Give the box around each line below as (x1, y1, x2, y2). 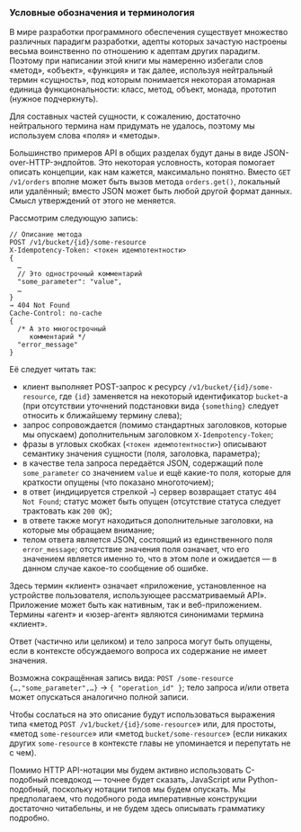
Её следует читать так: (9, 364, 97, 375)
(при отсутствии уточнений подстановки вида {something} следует (22, 400, 279, 411)
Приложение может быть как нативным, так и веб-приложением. (9, 600, 262, 611)
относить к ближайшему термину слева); (22, 410, 182, 421)
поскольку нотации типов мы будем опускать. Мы (52, 784, 246, 795)
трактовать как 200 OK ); (22, 505, 112, 516)
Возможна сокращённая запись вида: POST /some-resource (9, 673, 234, 684)
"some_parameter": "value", (17, 277, 123, 287)
